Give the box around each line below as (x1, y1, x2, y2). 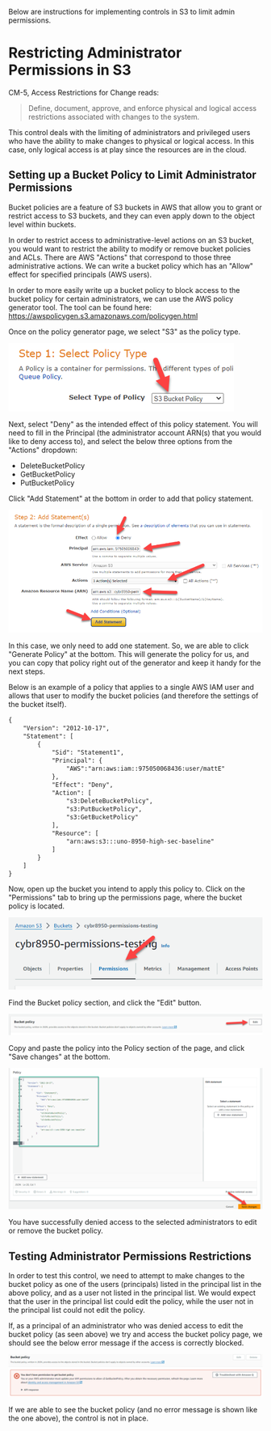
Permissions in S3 (8, 61, 131, 79)
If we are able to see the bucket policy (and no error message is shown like (8, 1404, 258, 1414)
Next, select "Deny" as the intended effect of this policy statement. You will (8, 419, 258, 429)
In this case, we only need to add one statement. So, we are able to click (8, 641, 249, 650)
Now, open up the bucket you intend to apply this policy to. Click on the (8, 884, 246, 894)
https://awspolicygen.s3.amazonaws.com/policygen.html (8, 311, 198, 320)
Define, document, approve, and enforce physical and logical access (27, 103, 256, 112)
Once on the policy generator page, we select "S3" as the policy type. (8, 327, 241, 337)
